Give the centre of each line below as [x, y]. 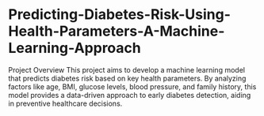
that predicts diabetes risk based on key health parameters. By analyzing [127, 78]
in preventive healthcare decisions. [65, 103]
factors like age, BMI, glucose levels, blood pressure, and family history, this [132, 86]
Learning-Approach [75, 48]
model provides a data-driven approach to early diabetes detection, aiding [130, 95]
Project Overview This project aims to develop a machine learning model [127, 69]
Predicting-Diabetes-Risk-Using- [120, 15]
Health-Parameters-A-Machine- [117, 31]
